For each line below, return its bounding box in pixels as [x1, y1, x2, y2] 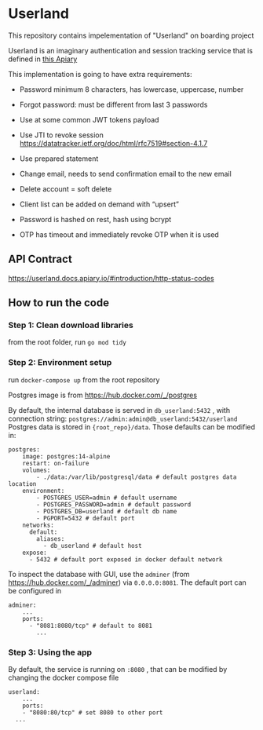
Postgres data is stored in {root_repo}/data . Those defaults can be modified [8, 422, 256, 432]
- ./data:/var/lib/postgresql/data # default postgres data [36, 473, 237, 481]
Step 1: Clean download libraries [8, 319, 133, 330]
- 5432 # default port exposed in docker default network [28, 555, 223, 564]
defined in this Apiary [8, 54, 78, 64]
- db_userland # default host [42, 542, 143, 549]
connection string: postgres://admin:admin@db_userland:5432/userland [8, 414, 238, 423]
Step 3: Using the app [8, 647, 93, 658]
